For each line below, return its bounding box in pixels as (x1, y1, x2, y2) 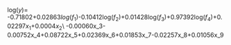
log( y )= (7, 6, 28, 14)
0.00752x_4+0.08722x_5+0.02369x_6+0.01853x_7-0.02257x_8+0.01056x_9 (7, 31, 224, 39)
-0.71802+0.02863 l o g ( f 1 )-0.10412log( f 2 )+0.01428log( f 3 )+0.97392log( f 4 (7, 13, 212, 22)
